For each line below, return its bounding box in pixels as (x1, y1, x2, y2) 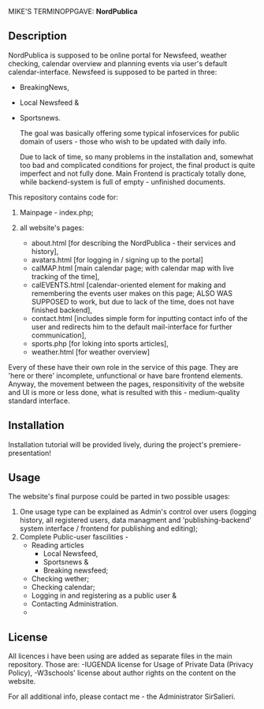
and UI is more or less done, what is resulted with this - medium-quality (8, 387, 240, 397)
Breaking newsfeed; (43, 565, 109, 575)
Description (8, 29, 67, 43)
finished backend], (31, 305, 93, 315)
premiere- (208, 439, 242, 449)
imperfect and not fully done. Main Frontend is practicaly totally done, (19, 169, 247, 178)
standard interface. (8, 396, 70, 405)
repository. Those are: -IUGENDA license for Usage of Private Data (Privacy (8, 660, 254, 670)
